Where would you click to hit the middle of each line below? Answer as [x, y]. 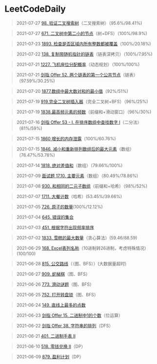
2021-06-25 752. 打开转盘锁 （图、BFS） [57, 294]
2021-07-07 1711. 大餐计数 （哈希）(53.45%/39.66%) [69, 196]
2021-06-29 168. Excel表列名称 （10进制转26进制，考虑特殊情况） [83, 248]
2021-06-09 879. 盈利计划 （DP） [50, 357]
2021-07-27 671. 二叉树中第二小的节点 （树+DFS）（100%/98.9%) [82, 33]
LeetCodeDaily [35, 9]
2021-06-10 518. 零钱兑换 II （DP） [51, 346]
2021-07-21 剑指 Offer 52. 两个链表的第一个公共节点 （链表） [77, 74]
